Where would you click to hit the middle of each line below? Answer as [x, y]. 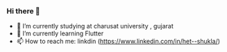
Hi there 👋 [24, 11]
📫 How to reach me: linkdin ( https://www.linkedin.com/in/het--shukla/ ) [118, 42]
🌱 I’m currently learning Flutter [60, 33]
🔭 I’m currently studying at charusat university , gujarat [95, 26]
